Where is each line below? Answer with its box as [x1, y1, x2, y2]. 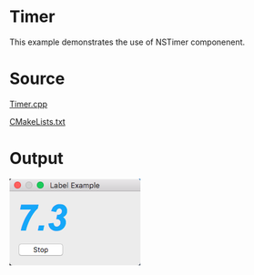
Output [9, 148, 64, 169]
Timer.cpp [9, 98, 48, 109]
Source [9, 68, 66, 89]
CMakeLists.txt [9, 116, 66, 127]
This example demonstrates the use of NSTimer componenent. [9, 36, 246, 47]
